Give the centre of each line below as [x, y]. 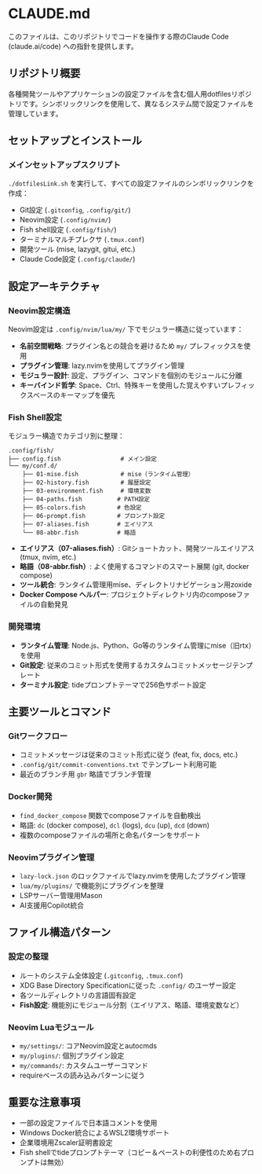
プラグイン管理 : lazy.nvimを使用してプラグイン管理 [102, 365]
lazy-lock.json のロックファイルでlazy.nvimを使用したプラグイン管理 [132, 876]
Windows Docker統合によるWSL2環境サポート [95, 1132]
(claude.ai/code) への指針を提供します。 [73, 46]
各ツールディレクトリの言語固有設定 [78, 995]
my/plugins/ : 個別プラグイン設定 [72, 1055]
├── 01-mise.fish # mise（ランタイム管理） [108, 475]
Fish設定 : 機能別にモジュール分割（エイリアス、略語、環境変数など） [131, 1005]
